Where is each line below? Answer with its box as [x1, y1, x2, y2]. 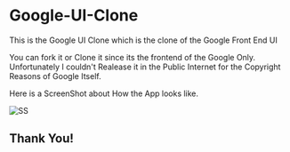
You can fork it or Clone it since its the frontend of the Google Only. [9, 52, 256, 62]
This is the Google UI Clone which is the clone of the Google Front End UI [9, 35, 278, 45]
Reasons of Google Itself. [9, 70, 101, 81]
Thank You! [9, 131, 74, 147]
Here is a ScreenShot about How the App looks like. [9, 88, 198, 99]
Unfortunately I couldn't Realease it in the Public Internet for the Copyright [9, 61, 281, 72]
